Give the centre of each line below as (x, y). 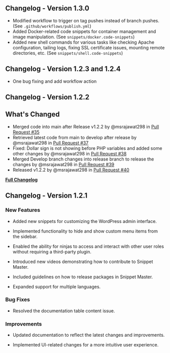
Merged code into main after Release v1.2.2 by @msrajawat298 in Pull (86, 126)
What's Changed (32, 115)
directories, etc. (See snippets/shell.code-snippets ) (68, 53)
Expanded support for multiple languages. (57, 286)
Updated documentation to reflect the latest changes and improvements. (89, 335)
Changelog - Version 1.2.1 (46, 196)
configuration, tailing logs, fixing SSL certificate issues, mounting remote (89, 47)
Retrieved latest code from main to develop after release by (75, 137)
